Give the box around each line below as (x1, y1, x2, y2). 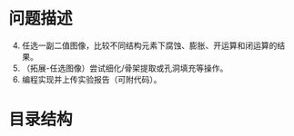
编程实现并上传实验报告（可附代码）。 (21, 73, 162, 84)
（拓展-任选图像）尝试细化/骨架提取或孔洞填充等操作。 (21, 63, 228, 73)
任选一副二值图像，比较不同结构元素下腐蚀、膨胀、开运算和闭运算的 (21, 40, 278, 51)
